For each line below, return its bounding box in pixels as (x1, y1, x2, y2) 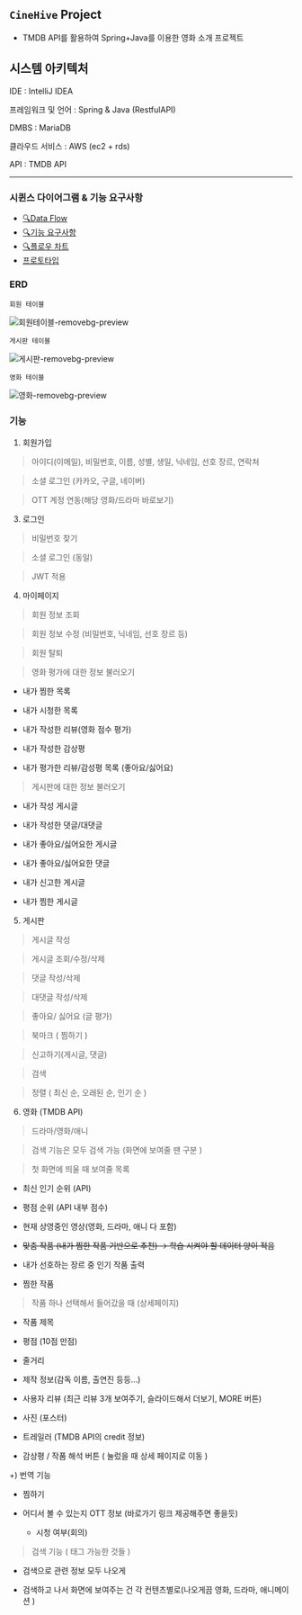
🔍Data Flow (22, 212, 67, 223)
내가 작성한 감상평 (22, 742, 85, 754)
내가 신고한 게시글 (22, 876, 85, 887)
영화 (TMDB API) (22, 1106, 84, 1117)
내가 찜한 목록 (22, 686, 71, 696)
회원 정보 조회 (31, 609, 80, 620)
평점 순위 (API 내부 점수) (22, 1201, 109, 1213)
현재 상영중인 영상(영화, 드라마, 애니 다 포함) (22, 1221, 177, 1232)
